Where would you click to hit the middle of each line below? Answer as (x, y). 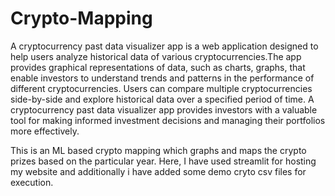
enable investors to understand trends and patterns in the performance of (162, 78)
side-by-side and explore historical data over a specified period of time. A (162, 99)
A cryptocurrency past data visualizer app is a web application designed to (164, 46)
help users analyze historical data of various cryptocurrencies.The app (156, 56)
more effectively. (45, 131)
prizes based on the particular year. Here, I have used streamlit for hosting (163, 161)
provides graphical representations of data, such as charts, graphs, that (158, 67)
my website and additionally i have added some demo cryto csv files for (158, 171)
